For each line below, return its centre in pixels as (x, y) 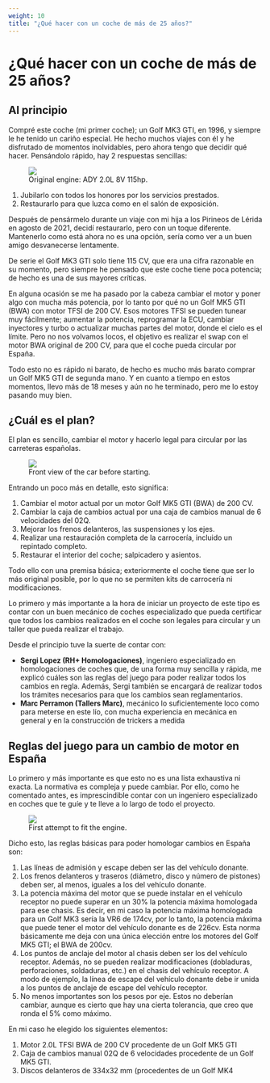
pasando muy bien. (40, 395)
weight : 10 (27, 16)
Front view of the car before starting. (89, 472)
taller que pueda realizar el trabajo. (66, 629)
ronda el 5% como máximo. (66, 1013)
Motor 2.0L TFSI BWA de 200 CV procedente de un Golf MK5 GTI (129, 1045)
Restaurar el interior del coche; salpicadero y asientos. (110, 555)
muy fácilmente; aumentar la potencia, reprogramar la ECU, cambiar (121, 319)
